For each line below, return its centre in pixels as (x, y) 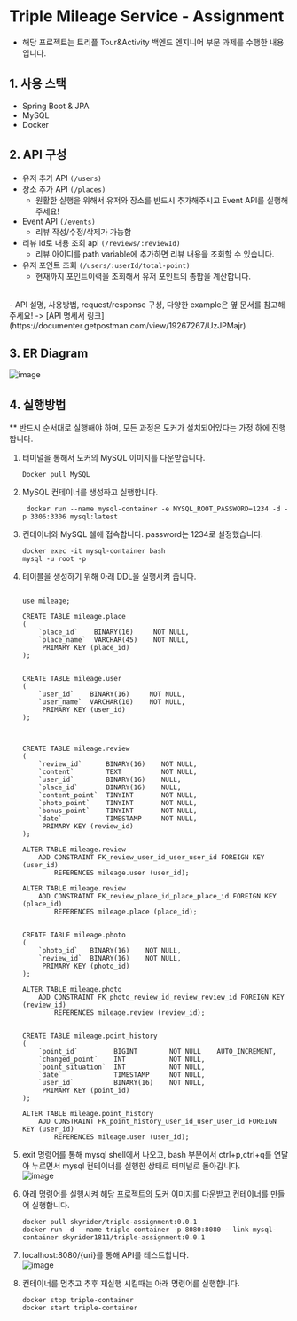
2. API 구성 (38, 155)
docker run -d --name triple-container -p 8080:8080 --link (135, 1230)
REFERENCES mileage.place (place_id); (126, 912)
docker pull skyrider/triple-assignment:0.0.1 (109, 1222)
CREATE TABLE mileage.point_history (90, 1036)
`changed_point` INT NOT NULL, (122, 1060)
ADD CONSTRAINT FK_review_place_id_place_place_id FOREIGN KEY (157, 897)
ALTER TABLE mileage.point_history (88, 1114)
